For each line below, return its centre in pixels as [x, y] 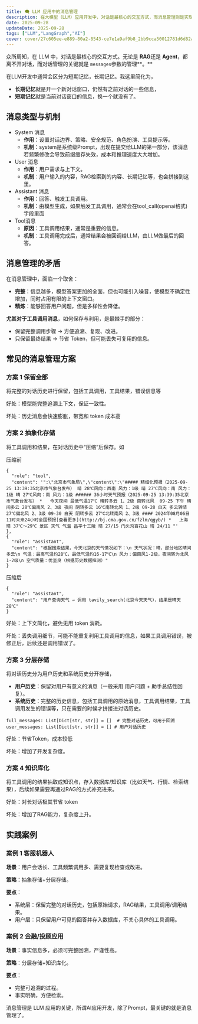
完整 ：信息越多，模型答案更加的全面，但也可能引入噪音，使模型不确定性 [102, 291]
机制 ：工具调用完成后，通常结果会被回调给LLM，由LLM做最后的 [101, 235]
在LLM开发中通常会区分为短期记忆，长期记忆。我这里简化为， [81, 76]
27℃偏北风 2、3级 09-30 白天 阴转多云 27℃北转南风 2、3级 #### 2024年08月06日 [98, 513]
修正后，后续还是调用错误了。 [42, 643]
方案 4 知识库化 [28, 768]
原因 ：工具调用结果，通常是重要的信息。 [72, 228]
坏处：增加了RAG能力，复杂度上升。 [50, 814]
